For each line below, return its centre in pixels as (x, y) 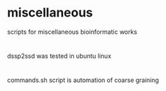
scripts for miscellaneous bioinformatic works (72, 32)
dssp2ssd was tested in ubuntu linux (59, 56)
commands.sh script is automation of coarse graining (83, 80)
